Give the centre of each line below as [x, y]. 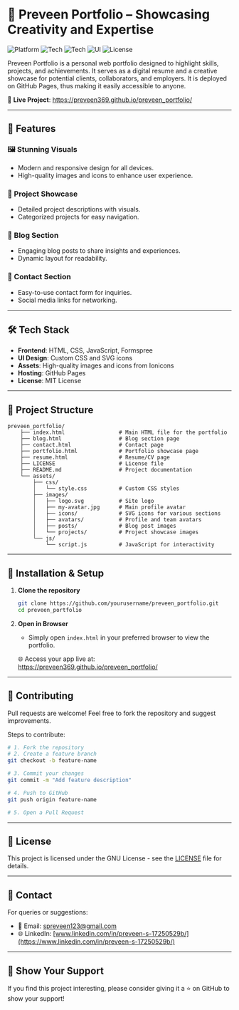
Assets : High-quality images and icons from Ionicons [96, 365]
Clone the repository [49, 590]
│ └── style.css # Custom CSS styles [106, 489]
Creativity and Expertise [81, 30]
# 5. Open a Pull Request [46, 812]
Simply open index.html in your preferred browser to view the [119, 637]
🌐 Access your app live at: [56, 659]
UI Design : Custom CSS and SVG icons [75, 358]
